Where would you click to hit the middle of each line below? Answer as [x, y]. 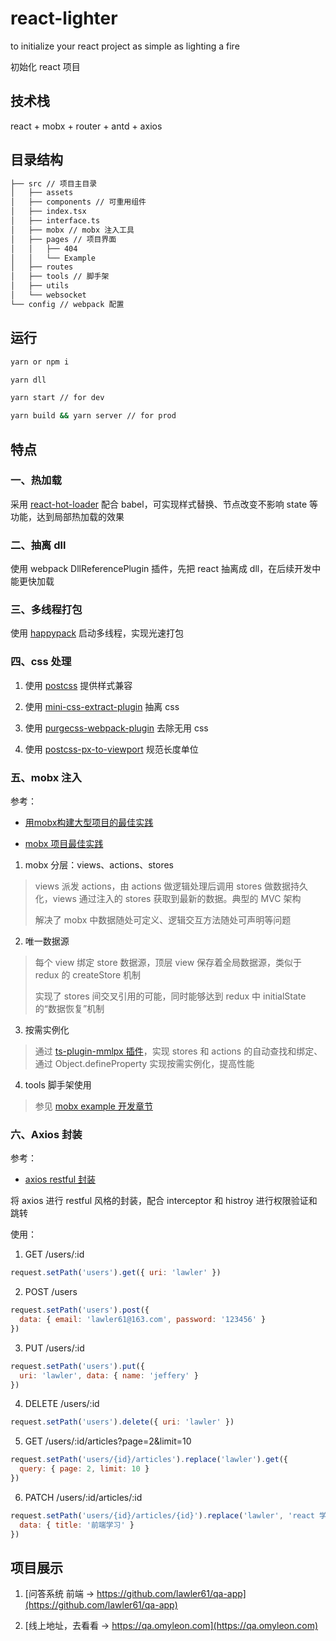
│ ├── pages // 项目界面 [63, 239]
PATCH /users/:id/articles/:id [83, 1497]
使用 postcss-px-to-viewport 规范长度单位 [111, 749]
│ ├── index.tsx [48, 212]
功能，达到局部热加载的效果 [67, 516]
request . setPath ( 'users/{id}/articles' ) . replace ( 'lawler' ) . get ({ [149, 1460]
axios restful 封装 [60, 1179]
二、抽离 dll [38, 545]
